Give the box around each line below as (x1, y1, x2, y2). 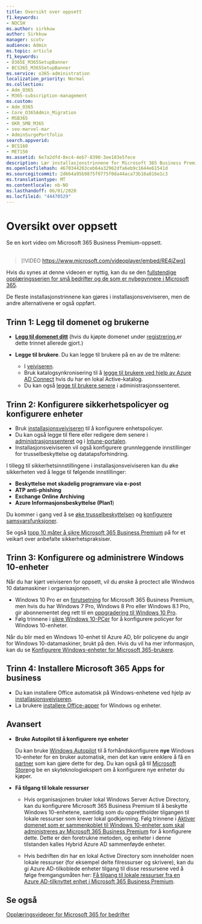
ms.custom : (6, 98, 34, 104)
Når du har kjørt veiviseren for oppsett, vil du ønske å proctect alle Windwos (6, 578, 195, 585)
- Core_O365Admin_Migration (6, 109, 77, 115)
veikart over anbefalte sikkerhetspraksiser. (6, 535, 112, 543)
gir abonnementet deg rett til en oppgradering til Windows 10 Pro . (14, 609, 177, 616)
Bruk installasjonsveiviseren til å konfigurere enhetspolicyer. (14, 425, 164, 432)
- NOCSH (6, 20, 26, 26)
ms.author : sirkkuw (6, 25, 55, 32)
